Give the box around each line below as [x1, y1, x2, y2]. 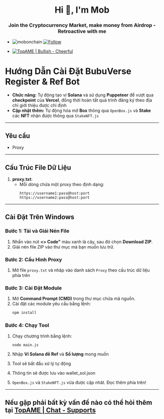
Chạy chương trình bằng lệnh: [12, 333, 72, 339]
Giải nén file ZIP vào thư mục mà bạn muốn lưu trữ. [12, 244, 115, 250]
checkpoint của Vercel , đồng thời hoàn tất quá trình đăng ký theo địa [12, 97, 152, 103]
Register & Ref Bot [5, 76, 80, 87]
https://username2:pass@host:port [19, 195, 90, 200]
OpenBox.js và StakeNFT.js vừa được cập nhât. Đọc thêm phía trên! [12, 379, 146, 385]
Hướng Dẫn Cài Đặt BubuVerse [5, 65, 132, 77]
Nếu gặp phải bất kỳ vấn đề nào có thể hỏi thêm [5, 398, 152, 407]
